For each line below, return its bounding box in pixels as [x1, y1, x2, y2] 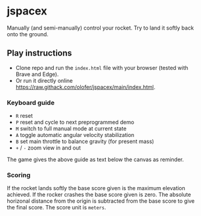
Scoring [7, 171, 31, 179]
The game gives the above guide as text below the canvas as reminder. [7, 156, 184, 164]
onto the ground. [7, 30, 49, 37]
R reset [15, 112, 33, 119]
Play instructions [7, 48, 72, 59]
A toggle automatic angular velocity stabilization [15, 132, 135, 139]
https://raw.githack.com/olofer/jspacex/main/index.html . [15, 83, 156, 91]
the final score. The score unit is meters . [7, 204, 106, 211]
